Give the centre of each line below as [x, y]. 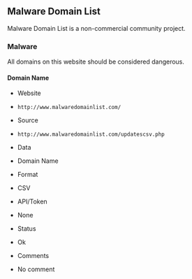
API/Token [32, 201]
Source [28, 120]
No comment [36, 269]
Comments [33, 256]
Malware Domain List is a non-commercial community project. [97, 28]
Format [28, 175]
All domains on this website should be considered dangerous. [96, 62]
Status [27, 229]
